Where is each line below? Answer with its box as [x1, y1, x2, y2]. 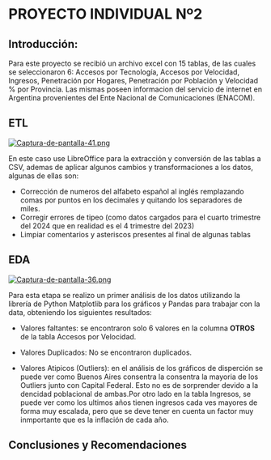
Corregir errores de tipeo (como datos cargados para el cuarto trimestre [19, 212, 261, 222]
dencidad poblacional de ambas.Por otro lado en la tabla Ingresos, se [19, 389, 252, 398]
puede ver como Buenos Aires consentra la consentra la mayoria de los [19, 372, 259, 381]
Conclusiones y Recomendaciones [8, 438, 188, 452]
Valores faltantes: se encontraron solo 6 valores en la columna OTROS [19, 323, 255, 333]
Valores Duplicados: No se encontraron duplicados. [19, 347, 193, 357]
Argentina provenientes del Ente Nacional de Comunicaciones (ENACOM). [8, 93, 256, 102]
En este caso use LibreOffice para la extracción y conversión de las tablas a [8, 153, 261, 163]
